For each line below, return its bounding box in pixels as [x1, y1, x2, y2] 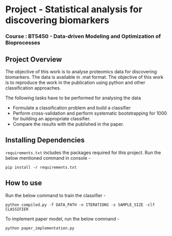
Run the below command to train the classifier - [5, 192, 106, 198]
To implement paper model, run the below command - [5, 216, 120, 222]
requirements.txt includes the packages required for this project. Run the [5, 149, 161, 156]
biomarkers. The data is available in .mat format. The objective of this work [5, 74, 164, 80]
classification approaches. [5, 84, 61, 91]
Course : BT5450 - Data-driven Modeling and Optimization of [5, 33, 161, 40]
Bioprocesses [5, 39, 41, 47]
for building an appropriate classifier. [12, 115, 91, 121]
